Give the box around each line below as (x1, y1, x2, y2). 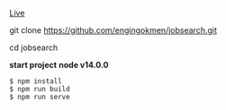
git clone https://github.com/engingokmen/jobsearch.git (9, 25, 218, 35)
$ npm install (9, 77, 63, 86)
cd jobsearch (9, 42, 59, 53)
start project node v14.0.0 (9, 60, 110, 70)
